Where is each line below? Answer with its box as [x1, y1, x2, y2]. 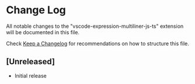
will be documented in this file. [6, 28, 80, 35]
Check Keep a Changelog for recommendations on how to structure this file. [6, 40, 190, 47]
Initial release [14, 72, 47, 79]
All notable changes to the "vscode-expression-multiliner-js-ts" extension [6, 23, 184, 30]
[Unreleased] [6, 57, 55, 67]
